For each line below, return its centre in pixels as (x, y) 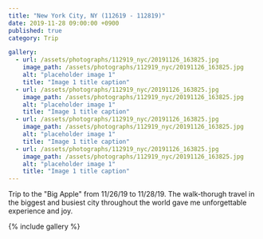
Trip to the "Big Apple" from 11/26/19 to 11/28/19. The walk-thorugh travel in (131, 194)
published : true (35, 30)
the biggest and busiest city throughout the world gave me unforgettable (128, 203)
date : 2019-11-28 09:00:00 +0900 (64, 23)
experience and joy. (41, 211)
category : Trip (33, 38)
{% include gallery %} (45, 227)
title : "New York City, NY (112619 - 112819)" (87, 16)
